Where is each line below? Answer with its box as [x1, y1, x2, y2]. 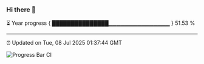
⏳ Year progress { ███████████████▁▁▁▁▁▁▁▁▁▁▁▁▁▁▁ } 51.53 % [6, 19, 195, 27]
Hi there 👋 [6, 5, 36, 14]
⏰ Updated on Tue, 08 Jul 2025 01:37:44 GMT [6, 39, 123, 46]
